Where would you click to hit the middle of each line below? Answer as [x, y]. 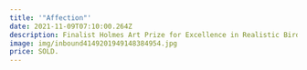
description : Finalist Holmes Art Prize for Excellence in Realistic [145, 35]
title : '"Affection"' [51, 18]
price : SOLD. [34, 52]
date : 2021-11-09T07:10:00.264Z [71, 26]
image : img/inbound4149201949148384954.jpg [94, 43]
